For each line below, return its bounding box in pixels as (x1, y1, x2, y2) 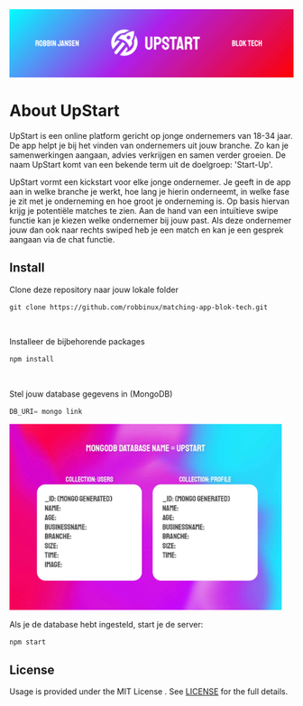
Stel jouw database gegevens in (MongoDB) (9, 388, 173, 399)
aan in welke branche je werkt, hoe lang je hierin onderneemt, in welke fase (9, 187, 290, 197)
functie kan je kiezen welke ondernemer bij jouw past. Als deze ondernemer (9, 215, 291, 226)
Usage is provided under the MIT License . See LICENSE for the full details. (9, 686, 289, 697)
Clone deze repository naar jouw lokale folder (9, 284, 179, 295)
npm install (9, 354, 54, 363)
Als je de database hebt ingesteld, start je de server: (9, 619, 204, 629)
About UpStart (9, 101, 120, 121)
